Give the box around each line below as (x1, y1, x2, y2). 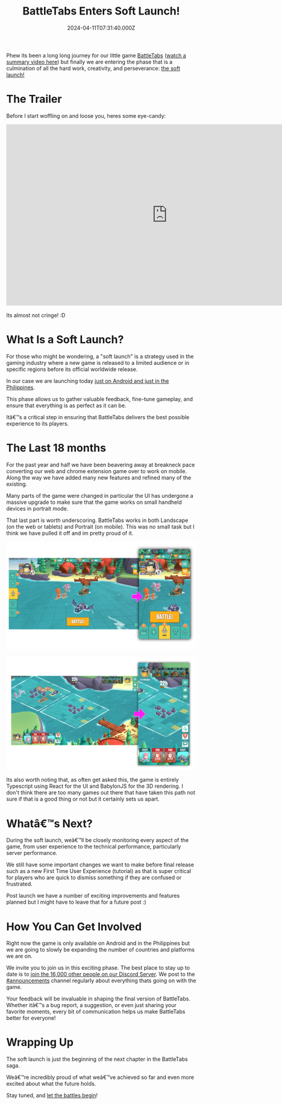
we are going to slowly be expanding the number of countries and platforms (6, 946, 195, 953)
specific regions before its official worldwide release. (6, 366, 138, 373)
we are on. (6, 953, 33, 960)
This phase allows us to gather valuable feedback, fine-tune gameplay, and (6, 395, 193, 402)
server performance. (6, 849, 58, 857)
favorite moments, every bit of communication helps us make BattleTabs (6, 1008, 186, 1016)
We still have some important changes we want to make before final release (6, 861, 195, 868)
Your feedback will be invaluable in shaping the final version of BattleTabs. (6, 995, 191, 1002)
